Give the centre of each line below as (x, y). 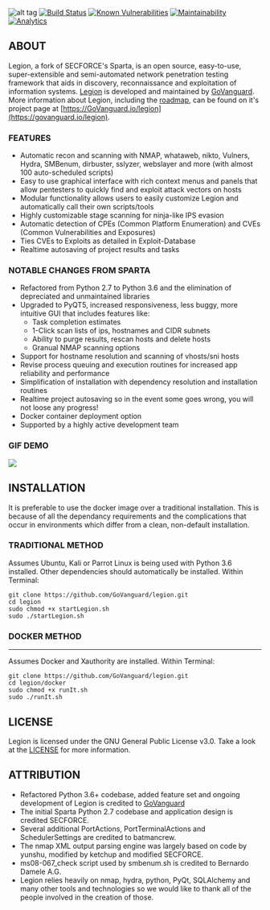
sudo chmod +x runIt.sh (48, 690)
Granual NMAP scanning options (86, 348)
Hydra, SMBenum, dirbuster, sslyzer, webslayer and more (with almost (136, 164)
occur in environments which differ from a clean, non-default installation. (129, 524)
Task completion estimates (76, 322)
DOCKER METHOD (45, 636)
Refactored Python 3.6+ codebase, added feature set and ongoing (130, 794)
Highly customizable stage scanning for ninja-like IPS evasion (122, 215)
